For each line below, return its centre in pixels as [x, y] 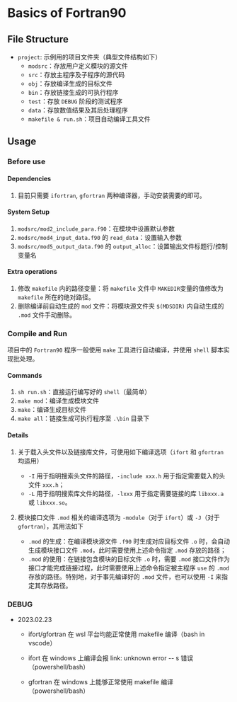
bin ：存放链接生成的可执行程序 [73, 92]
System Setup [29, 212]
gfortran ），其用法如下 [51, 526]
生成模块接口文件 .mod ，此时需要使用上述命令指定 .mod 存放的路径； [127, 550]
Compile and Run [37, 333]
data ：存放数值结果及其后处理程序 [78, 110]
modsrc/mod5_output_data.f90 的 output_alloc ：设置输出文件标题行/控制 [122, 246]
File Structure [38, 39]
